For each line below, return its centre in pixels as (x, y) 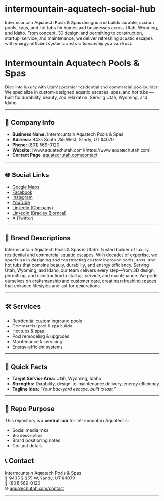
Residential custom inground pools (47, 321)
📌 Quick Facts (26, 367)
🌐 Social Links (27, 175)
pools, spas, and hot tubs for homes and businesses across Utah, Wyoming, (82, 27)
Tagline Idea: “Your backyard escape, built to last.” (64, 389)
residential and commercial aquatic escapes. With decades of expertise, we (81, 255)
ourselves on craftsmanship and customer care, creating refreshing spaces (81, 281)
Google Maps (26, 187)
